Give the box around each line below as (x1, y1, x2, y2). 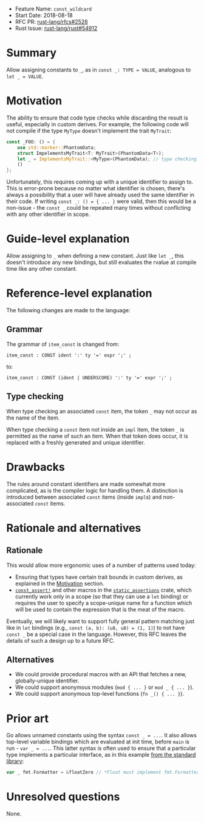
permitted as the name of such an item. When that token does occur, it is (6, 432, 188, 440)
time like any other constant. (6, 265, 78, 273)
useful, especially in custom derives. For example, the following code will (6, 120, 189, 127)
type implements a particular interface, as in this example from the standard (6, 751, 196, 759)
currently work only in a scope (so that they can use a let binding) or (15, 593, 188, 600)
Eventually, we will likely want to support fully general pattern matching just (6, 617, 195, 624)
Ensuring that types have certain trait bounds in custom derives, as (15, 573, 183, 581)
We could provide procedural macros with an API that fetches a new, (15, 671, 187, 678)
